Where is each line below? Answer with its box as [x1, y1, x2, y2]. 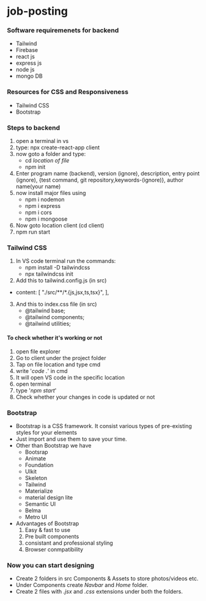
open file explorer [15, 347, 61, 355]
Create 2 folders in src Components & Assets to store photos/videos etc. [15, 575, 199, 582]
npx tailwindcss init [24, 270, 74, 278]
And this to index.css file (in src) [15, 301, 97, 308]
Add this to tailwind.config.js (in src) [15, 277, 107, 284]
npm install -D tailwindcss [24, 264, 90, 271]
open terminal [15, 380, 51, 388]
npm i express [24, 202, 61, 210]
